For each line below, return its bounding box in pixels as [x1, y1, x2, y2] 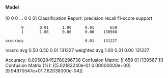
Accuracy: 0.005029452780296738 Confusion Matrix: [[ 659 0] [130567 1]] [5, 57, 164, 63]
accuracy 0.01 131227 [5, 38, 117, 44]
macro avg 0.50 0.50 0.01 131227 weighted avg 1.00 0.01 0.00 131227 [5, 47, 150, 53]
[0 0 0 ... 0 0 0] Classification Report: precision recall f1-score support [5, 15, 153, 21]
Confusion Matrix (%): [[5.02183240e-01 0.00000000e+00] [5, 62, 131, 68]
